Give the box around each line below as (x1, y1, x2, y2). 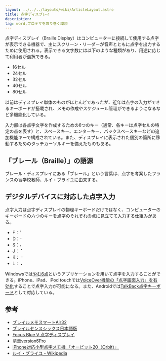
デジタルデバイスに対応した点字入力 (5, 193, 115, 201)
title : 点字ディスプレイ (5, 12, 50, 17)
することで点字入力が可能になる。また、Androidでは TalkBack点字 (14, 283, 148, 289)
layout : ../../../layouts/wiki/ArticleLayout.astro (5, 7, 114, 12)
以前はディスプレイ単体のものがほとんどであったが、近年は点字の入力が (5, 99, 152, 105)
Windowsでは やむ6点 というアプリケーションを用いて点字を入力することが (5, 271, 157, 277)
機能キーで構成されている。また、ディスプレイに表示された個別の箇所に (9, 134, 156, 141)
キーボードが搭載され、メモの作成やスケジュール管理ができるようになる (9, 106, 157, 112)
